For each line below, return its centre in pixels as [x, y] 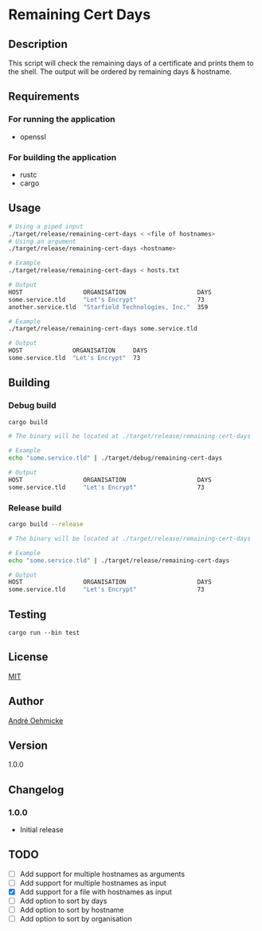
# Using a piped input [46, 226]
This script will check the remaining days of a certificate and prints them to [131, 63]
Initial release [41, 830]
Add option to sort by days [63, 901]
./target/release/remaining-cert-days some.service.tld [103, 329]
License [28, 657]
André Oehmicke [36, 720]
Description [38, 44]
